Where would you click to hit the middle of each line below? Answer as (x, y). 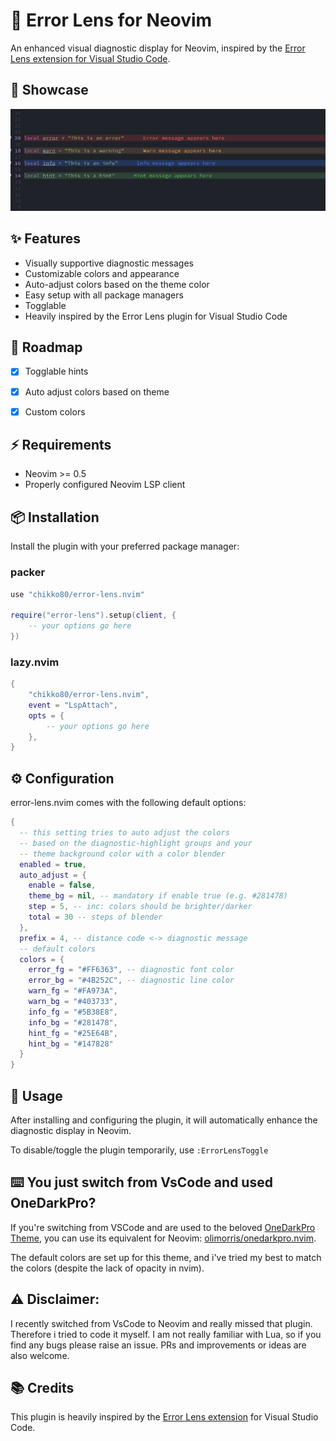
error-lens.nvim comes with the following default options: (128, 803)
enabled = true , (53, 864)
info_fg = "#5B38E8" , (73, 1012)
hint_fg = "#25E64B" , (73, 1033)
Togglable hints (56, 371)
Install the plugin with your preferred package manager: (125, 546)
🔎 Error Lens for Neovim (111, 20)
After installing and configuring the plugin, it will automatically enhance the (164, 1120)
